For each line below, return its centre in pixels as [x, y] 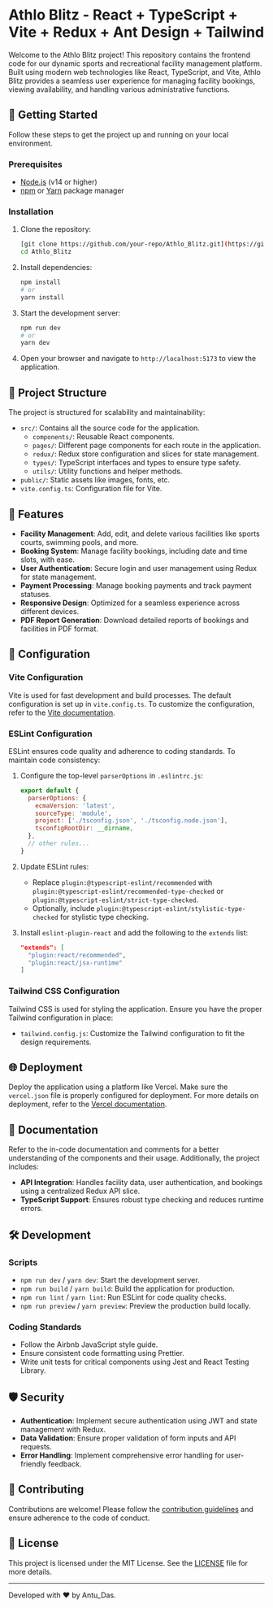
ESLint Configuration [50, 734]
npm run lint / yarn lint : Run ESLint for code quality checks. [123, 1297]
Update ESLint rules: [54, 866]
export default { [50, 791]
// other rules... [59, 843]
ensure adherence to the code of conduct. [79, 1518]
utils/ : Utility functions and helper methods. [107, 471]
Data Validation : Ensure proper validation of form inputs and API [128, 1438]
